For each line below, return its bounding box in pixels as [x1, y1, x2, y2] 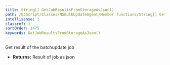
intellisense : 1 [5, 16, 39, 21]
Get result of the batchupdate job [5, 44, 75, 50]
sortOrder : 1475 [5, 26, 39, 31]
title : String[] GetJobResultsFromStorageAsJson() [5, 7, 114, 12]
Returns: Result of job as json [12, 54, 75, 60]
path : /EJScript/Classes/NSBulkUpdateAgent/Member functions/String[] [5, 12, 157, 17]
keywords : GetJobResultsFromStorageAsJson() [5, 30, 101, 35]
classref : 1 [5, 21, 30, 26]
